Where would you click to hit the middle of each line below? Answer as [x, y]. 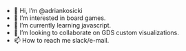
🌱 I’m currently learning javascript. [62, 25]
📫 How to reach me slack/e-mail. [61, 40]
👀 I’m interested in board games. [60, 18]
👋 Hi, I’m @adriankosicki [48, 11]
